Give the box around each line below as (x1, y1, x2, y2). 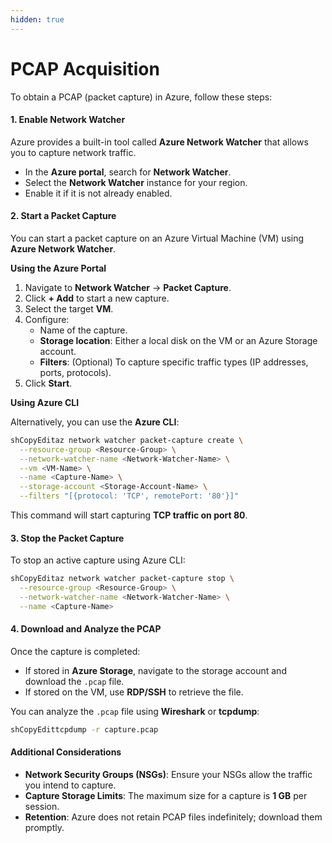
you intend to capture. (24, 779, 117, 791)
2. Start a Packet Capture (10, 210, 117, 222)
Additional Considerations (10, 746, 122, 758)
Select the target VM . (24, 302, 114, 315)
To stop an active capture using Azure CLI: (10, 554, 186, 566)
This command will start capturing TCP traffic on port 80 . (10, 509, 248, 521)
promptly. (24, 822, 65, 834)
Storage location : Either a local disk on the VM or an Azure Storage (39, 334, 318, 346)
